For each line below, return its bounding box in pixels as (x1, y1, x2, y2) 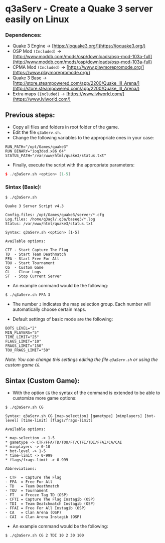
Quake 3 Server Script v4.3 (5, 204, 64, 209)
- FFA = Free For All (5, 479, 53, 484)
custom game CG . (5, 362, 41, 368)
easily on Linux (5, 14, 69, 25)
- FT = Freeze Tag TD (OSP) (5, 492, 69, 498)
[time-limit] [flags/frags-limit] (21, 418, 93, 423)
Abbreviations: (5, 466, 37, 471)
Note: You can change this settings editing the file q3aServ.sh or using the (5, 356, 158, 363)
